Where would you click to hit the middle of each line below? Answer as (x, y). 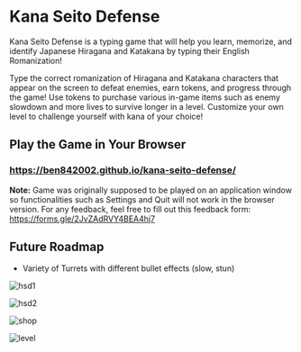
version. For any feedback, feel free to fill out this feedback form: (130, 209)
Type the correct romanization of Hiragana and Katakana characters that (144, 77)
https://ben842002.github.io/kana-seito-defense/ (123, 170)
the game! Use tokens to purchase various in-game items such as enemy (145, 97)
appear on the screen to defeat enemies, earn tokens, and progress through (150, 87)
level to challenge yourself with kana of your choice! (106, 116)
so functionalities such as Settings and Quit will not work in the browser (142, 199)
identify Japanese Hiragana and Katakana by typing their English (130, 50)
